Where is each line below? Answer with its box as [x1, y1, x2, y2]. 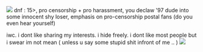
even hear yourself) [6, 20, 56, 27]
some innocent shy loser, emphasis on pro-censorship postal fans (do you [6, 13, 193, 20]
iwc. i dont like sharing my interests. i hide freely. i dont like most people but [6, 31, 197, 39]
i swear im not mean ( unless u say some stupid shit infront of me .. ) [6, 39, 179, 46]
